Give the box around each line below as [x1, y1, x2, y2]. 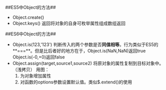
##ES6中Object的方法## [5, 31, 56, 36]
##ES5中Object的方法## [5, 4, 56, 10]
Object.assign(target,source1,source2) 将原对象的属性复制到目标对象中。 [12, 60, 164, 66]
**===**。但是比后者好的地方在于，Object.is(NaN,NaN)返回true [12, 48, 146, 53]
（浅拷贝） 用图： [12, 66, 49, 72]
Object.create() [12, 14, 44, 20]
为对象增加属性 [20, 73, 51, 78]
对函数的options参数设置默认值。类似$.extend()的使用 [20, 79, 132, 85]
